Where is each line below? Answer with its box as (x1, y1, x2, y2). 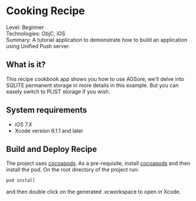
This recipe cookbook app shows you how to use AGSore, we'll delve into (6, 75, 184, 82)
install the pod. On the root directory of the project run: (6, 166, 139, 173)
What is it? (6, 60, 46, 70)
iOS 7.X (14, 121, 32, 128)
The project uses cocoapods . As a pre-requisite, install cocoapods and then (6, 160, 191, 167)
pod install (6, 177, 35, 184)
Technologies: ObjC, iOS (6, 30, 66, 37)
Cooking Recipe (6, 4, 85, 18)
